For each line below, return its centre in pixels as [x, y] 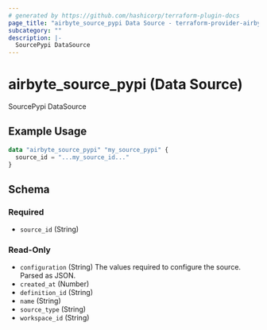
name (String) [40, 301]
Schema [29, 189]
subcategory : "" [35, 30]
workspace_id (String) [54, 318]
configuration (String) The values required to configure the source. [130, 267]
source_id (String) [49, 229]
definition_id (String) [56, 293]
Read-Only [30, 250]
